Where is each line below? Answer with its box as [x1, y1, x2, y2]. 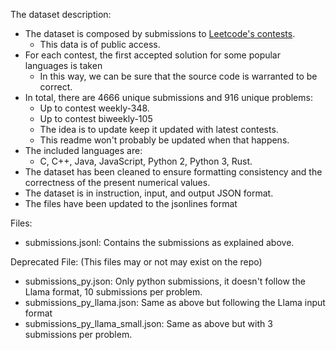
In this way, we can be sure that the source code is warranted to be [39, 70, 318, 82]
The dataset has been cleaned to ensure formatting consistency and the [24, 166, 323, 178]
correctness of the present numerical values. [24, 177, 211, 188]
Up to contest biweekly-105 [39, 113, 153, 124]
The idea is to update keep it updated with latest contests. [39, 124, 279, 135]
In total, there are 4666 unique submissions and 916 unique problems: [24, 92, 313, 103]
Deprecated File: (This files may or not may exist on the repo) [10, 256, 263, 268]
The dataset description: [10, 9, 112, 20]
